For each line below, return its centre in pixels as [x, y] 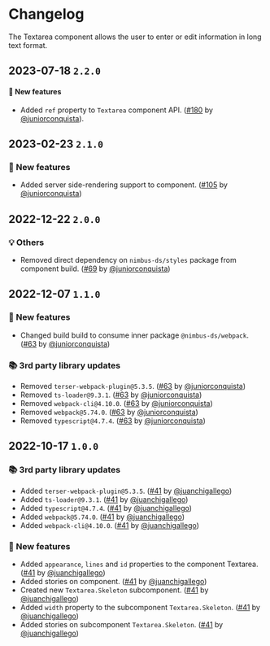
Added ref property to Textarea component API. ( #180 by [117, 110]
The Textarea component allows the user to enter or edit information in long [135, 37]
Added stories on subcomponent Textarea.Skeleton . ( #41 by [122, 624]
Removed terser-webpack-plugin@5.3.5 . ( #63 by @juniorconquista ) [133, 386]
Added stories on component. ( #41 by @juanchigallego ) [113, 581]
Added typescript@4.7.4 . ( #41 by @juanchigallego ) [106, 508]
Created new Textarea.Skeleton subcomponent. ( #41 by [114, 590]
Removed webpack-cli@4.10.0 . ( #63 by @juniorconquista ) [116, 403]
